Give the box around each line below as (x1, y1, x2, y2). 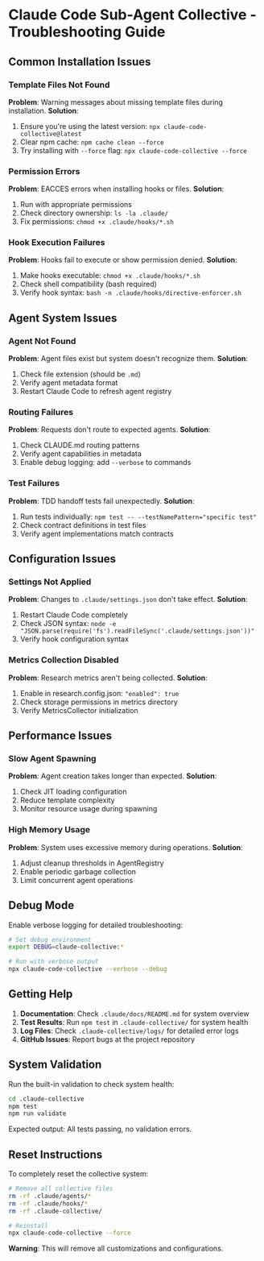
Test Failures (8, 478, 60, 489)
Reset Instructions (8, 1147, 103, 1161)
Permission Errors (8, 165, 80, 176)
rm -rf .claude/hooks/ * (8, 1199, 89, 1208)
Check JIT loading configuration (19, 787, 127, 797)
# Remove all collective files (8, 1184, 113, 1193)
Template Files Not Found (8, 79, 110, 90)
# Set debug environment (8, 935, 92, 944)
